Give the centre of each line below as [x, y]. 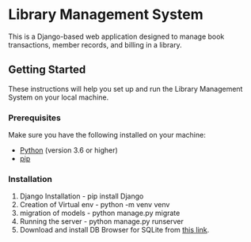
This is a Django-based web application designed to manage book [116, 36]
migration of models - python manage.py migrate [100, 213]
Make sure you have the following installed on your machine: [107, 135]
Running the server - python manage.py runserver [102, 221]
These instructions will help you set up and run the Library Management [125, 89]
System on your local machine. [59, 97]
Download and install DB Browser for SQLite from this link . [114, 230]
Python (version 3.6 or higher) [69, 150]
